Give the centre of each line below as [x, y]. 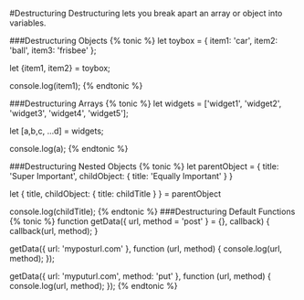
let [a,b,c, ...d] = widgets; [57, 131]
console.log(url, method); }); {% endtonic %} [94, 286]
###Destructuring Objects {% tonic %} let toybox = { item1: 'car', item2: [144, 41]
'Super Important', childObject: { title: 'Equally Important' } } [121, 176]
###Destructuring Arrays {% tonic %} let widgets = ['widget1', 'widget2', [146, 103]
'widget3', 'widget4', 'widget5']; [69, 113]
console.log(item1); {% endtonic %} [76, 86]
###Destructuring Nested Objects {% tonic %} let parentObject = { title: [144, 166]
